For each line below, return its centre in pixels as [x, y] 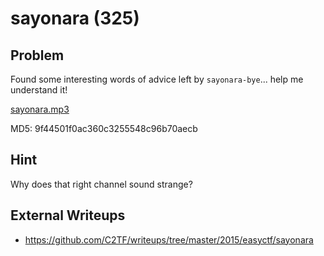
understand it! [39, 90]
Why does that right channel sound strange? [101, 184]
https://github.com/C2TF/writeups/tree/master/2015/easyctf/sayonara [169, 239]
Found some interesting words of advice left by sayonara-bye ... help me [157, 79]
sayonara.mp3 [40, 109]
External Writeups [68, 215]
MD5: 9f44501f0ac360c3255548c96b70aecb [104, 128]
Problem [37, 55]
